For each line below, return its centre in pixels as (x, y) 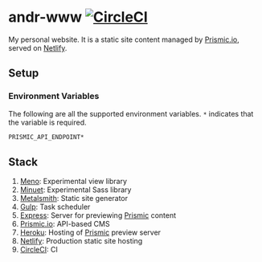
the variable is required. (47, 122)
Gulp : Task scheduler (55, 207)
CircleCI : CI (39, 250)
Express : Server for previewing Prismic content (98, 215)
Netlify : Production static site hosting (81, 241)
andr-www (45, 17)
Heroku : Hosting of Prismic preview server (90, 232)
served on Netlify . (38, 47)
